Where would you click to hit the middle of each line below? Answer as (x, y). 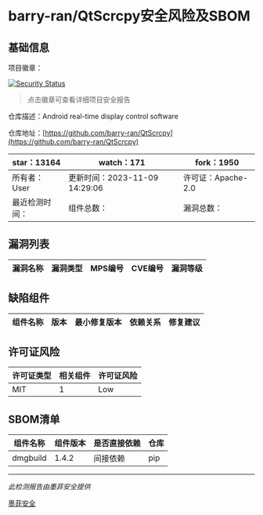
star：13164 (36, 163)
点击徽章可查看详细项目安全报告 (79, 100)
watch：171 (122, 163)
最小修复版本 (99, 322)
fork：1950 (217, 163)
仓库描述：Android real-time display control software (93, 116)
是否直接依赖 (117, 444)
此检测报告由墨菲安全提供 (49, 487)
